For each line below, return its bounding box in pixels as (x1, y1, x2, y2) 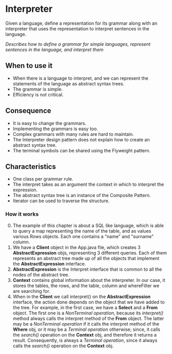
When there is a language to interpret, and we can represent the (12, 75, 149, 81)
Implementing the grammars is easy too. (12, 126, 99, 132)
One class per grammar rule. (12, 176, 73, 182)
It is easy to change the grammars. (12, 120, 86, 126)
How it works (5, 210, 39, 218)
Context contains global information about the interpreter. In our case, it (12, 277, 165, 283)
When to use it (5, 61, 53, 70)
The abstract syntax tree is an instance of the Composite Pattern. (12, 192, 151, 199)
